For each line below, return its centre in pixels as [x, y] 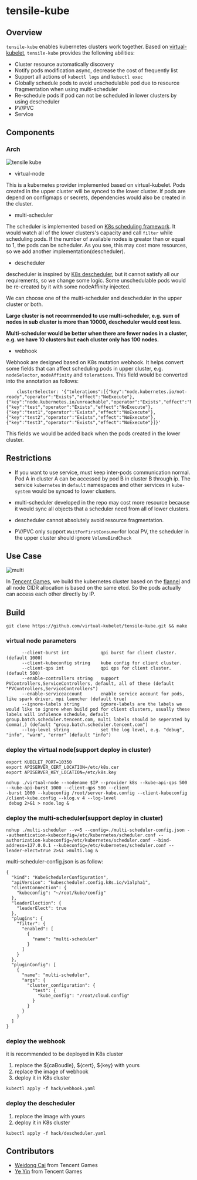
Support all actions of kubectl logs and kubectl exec [79, 77]
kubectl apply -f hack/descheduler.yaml [56, 1133]
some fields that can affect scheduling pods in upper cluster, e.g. [84, 368]
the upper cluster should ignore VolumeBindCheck [73, 537]
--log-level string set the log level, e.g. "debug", [103, 730]
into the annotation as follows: [43, 381]
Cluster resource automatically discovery [64, 64]
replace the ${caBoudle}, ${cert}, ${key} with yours [77, 1065]
